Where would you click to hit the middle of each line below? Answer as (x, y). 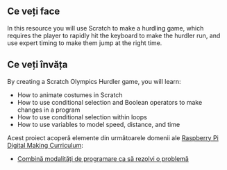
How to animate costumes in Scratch (70, 95)
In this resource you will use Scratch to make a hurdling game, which (106, 28)
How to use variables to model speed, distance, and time (99, 124)
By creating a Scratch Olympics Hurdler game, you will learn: (94, 81)
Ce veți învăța (37, 65)
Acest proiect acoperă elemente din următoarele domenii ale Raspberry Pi (113, 137)
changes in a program (49, 110)
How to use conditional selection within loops (82, 117)
